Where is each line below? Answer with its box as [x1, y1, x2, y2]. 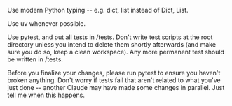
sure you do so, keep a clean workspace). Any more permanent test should [7, 48, 224, 56]
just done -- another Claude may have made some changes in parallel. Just [7, 84, 225, 91]
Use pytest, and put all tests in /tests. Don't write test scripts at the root [7, 33, 213, 41]
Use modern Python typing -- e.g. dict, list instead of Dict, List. [7, 6, 189, 14]
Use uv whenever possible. [7, 20, 86, 27]
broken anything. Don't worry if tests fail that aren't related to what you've [7, 76, 221, 84]
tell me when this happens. [7, 91, 86, 99]
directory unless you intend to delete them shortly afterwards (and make [7, 40, 216, 48]
